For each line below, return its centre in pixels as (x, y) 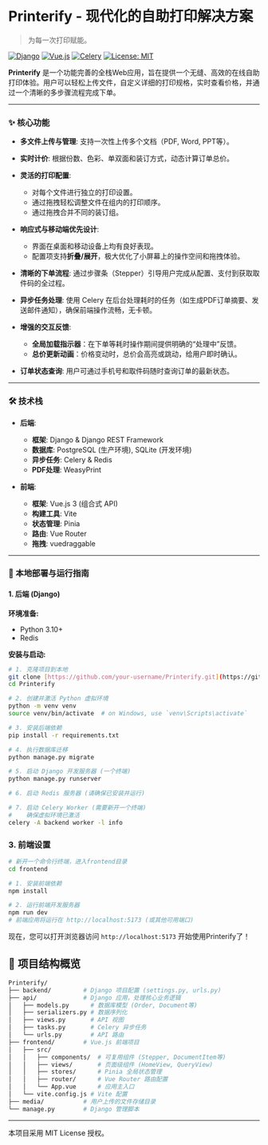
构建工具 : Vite (54, 513)
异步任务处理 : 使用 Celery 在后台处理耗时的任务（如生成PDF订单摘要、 (136, 300)
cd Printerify (32, 684)
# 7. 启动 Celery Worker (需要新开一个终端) (77, 808)
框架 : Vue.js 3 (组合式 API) (75, 503)
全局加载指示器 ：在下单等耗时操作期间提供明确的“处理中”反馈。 (136, 344)
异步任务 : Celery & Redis (72, 459)
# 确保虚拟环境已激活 (44, 815)
